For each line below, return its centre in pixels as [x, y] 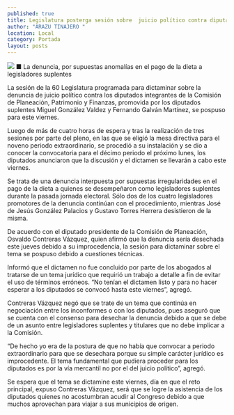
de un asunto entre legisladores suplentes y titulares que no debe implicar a [116, 325]
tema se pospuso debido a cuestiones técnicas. [76, 254]
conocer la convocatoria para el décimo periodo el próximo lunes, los [107, 153]
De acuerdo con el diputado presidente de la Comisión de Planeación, [107, 232]
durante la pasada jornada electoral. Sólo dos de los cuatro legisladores [110, 196]
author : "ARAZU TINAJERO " [46, 26]
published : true [31, 14]
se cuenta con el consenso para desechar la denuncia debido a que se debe [117, 318]
